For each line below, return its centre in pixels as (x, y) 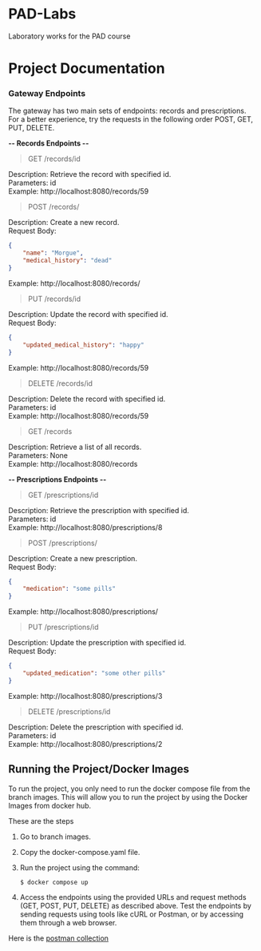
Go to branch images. (55, 837)
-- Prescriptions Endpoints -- (57, 479)
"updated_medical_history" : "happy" (84, 345)
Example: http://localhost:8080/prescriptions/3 (85, 696)
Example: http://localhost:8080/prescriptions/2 (85, 744)
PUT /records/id (54, 299)
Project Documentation (87, 68)
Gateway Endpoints (47, 94)
